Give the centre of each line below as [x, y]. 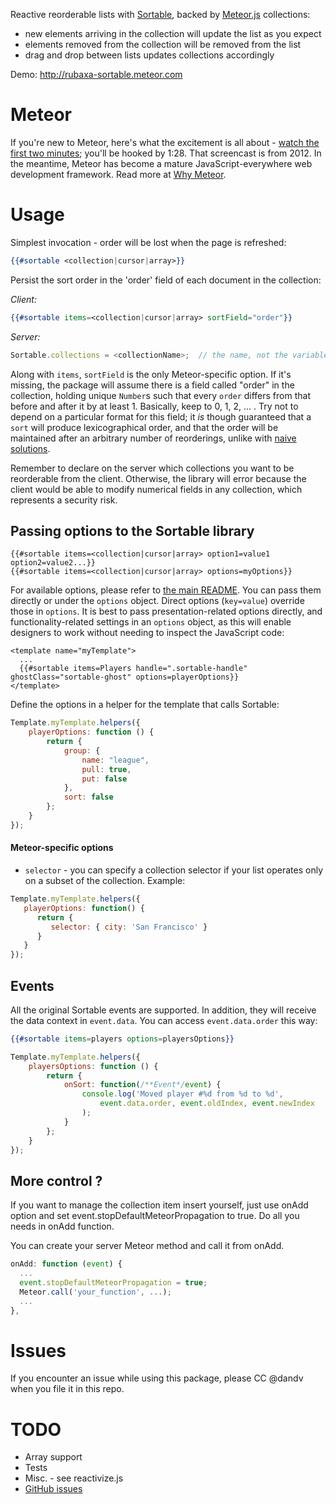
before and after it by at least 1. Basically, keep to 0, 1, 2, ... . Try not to [154, 406]
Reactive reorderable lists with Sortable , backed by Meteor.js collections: [160, 14]
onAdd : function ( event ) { [66, 1264]
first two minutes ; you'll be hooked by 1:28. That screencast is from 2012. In [166, 153]
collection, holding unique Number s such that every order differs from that [160, 395]
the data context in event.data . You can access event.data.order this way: [164, 1020]
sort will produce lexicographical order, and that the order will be [144, 427]
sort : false [88, 797]
